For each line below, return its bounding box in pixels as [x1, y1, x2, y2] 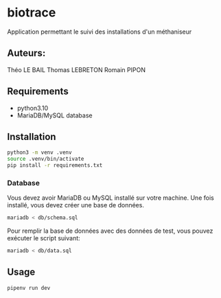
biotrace [7, 5, 56, 21]
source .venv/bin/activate [7, 156, 84, 163]
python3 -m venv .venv [7, 149, 72, 156]
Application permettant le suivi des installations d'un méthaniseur [7, 27, 192, 36]
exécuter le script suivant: [7, 234, 80, 242]
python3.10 [16, 104, 49, 112]
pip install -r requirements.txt [7, 162, 103, 169]
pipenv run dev [7, 284, 51, 291]
